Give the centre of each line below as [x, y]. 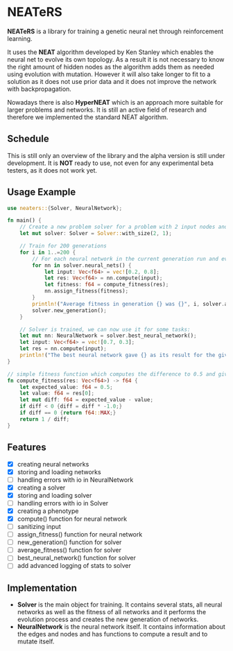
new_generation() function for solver [69, 542]
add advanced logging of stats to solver [74, 566]
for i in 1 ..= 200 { [48, 252]
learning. [20, 38]
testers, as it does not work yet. [52, 170]
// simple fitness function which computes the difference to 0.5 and [111, 374]
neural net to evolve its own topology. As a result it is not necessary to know [116, 59]
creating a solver [41, 487]
